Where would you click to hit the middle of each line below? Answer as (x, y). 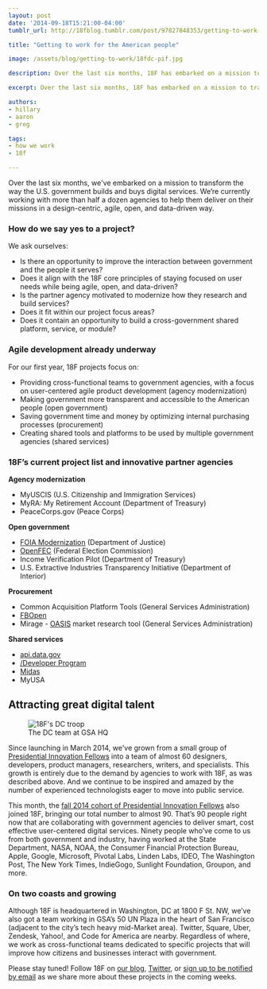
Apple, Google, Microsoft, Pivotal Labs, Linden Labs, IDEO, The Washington (132, 856)
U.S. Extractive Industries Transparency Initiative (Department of (125, 567)
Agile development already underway (82, 350)
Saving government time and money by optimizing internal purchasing (135, 416)
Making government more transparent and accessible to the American (135, 399)
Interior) (33, 576)
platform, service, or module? (68, 329)
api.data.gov (40, 654)
